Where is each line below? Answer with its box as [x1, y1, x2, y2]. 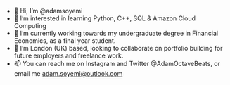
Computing [13, 22, 47, 30]
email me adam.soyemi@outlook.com [13, 70, 123, 77]
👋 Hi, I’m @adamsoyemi [13, 7, 83, 15]
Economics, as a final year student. [13, 37, 116, 45]
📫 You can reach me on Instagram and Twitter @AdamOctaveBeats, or [13, 60, 220, 67]
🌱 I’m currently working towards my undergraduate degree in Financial [13, 29, 219, 37]
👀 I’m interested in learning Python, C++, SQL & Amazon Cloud [13, 14, 196, 22]
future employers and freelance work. [13, 51, 124, 60]
